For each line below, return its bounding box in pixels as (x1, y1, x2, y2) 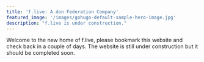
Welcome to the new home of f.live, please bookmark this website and (6, 37, 183, 44)
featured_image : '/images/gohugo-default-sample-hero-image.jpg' (6, 14, 176, 20)
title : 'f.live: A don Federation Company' (6, 8, 119, 15)
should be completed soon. (6, 49, 75, 57)
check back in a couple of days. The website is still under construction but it (6, 43, 199, 50)
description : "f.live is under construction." (6, 20, 127, 26)
